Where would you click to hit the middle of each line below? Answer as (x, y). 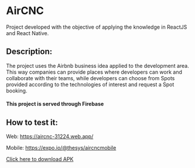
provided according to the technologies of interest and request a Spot (90, 84)
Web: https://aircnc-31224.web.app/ (50, 136)
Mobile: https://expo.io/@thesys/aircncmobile (61, 148)
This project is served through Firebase (55, 104)
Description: (29, 52)
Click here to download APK (40, 159)
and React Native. (28, 33)
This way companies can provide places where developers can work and (94, 72)
